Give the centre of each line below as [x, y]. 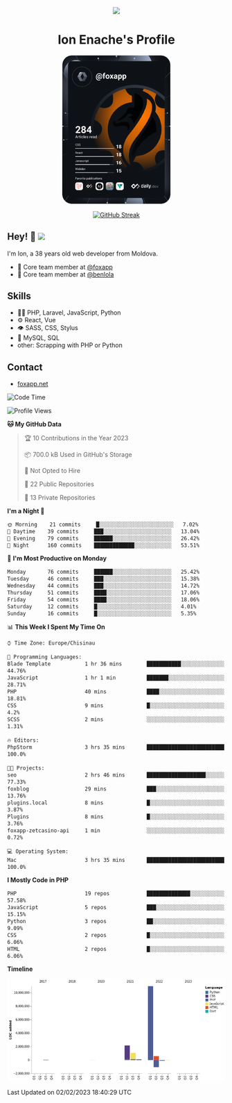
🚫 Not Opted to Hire [52, 471]
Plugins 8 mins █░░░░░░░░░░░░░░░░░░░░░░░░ [116, 817]
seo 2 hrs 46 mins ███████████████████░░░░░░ [116, 775]
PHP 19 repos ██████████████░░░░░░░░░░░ [116, 894]
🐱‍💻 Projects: [26, 768]
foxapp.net [33, 384]
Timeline [20, 969]
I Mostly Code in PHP [38, 880]
